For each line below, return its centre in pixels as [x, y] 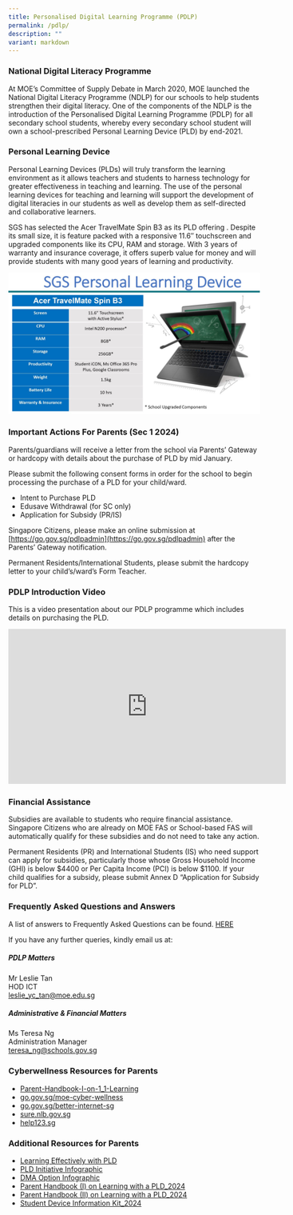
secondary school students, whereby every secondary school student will [130, 122]
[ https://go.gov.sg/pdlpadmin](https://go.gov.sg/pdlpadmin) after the [122, 538]
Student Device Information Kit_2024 [81, 1203]
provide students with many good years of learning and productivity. [121, 261]
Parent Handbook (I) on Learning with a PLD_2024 [103, 1186]
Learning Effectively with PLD [68, 1161]
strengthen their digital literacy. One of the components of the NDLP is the [130, 106]
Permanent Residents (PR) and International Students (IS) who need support [134, 852]
